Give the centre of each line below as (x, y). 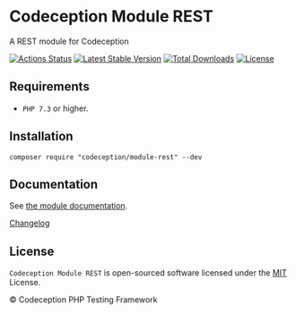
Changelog (30, 223)
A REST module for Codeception (70, 41)
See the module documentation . (69, 206)
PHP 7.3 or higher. (55, 108)
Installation (41, 136)
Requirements (49, 87)
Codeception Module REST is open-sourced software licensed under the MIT (148, 273)
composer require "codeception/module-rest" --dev (106, 157)
